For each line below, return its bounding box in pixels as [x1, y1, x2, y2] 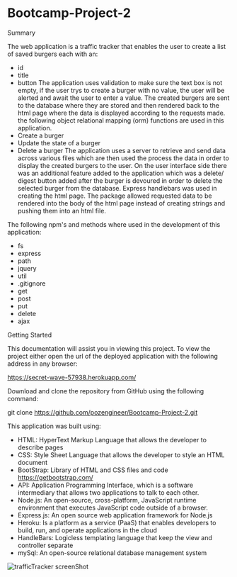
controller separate [17, 541, 74, 549]
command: [7, 394, 39, 403]
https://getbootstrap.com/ [17, 473, 93, 481]
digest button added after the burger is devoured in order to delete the [17, 176, 223, 185]
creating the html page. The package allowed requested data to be [17, 191, 212, 200]
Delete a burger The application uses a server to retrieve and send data [17, 146, 226, 155]
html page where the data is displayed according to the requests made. [17, 108, 226, 117]
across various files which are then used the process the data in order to [17, 154, 230, 162]
